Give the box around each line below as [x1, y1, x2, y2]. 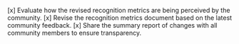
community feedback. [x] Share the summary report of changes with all [7, 21, 218, 29]
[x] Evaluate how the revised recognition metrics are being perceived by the [7, 6, 230, 14]
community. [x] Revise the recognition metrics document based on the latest [7, 13, 233, 22]
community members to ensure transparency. [7, 28, 141, 37]
